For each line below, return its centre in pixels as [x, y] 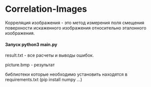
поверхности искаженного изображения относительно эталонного [76, 28]
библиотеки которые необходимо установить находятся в [66, 74]
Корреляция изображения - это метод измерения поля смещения [75, 23]
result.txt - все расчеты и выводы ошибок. [50, 56]
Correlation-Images [46, 9]
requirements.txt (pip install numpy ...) [44, 80]
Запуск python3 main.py [31, 44]
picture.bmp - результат [30, 65]
